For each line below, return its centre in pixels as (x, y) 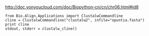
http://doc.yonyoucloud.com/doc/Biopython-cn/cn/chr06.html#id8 (72, 7)
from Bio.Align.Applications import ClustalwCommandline (64, 16)
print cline (17, 24)
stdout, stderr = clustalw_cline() (41, 29)
